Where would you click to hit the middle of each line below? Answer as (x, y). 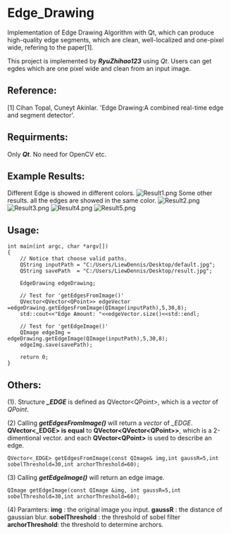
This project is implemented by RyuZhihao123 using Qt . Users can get (110, 61)
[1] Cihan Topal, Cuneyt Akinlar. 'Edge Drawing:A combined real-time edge (115, 108)
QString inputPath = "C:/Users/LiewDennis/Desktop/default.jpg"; (118, 265)
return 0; (35, 357)
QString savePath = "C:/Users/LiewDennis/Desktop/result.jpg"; (116, 271)
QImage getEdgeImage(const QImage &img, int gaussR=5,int (94, 490)
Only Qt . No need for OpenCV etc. (57, 154)
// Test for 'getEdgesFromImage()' (72, 296)
